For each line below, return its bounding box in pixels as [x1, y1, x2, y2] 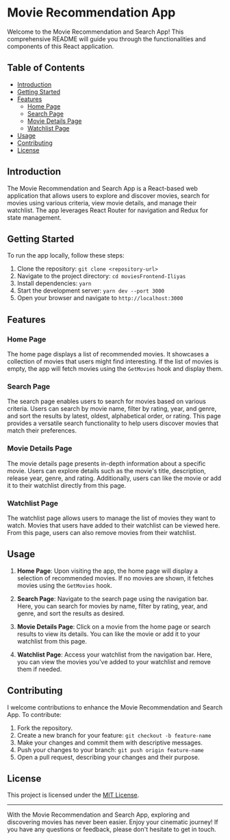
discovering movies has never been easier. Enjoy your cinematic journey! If [7, 818, 218, 826]
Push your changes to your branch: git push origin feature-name [16, 745, 204, 753]
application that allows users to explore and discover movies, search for [7, 191, 210, 200]
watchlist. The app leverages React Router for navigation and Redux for [7, 206, 209, 214]
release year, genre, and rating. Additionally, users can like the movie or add [7, 474, 222, 482]
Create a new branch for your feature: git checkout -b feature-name [16, 731, 212, 739]
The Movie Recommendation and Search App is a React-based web [7, 184, 199, 192]
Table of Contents [7, 62, 86, 73]
